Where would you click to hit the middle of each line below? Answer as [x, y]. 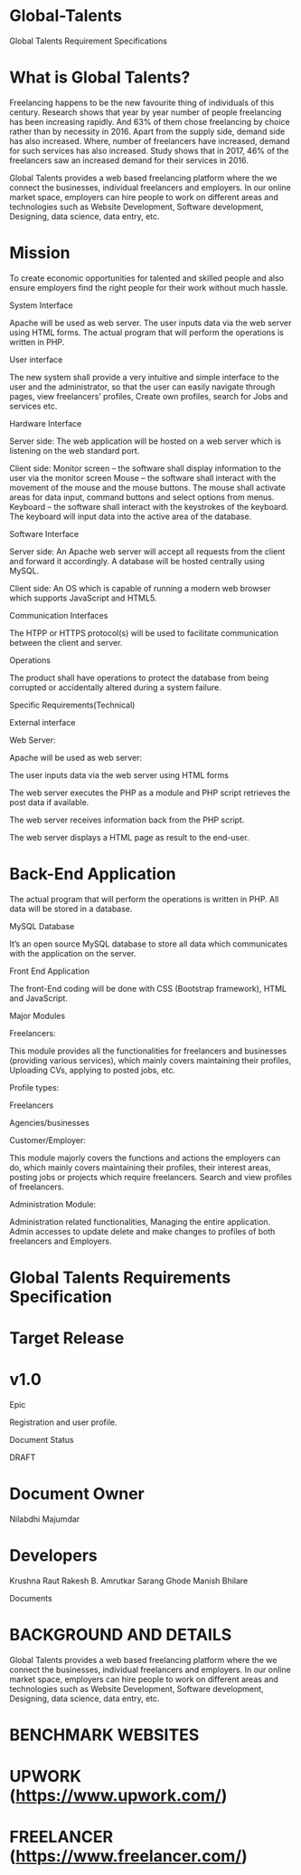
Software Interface [44, 534]
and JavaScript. [38, 998]
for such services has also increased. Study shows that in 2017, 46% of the [149, 150]
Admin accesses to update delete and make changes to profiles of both [142, 1231]
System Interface [42, 305]
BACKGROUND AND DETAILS [121, 1635]
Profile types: [34, 1087]
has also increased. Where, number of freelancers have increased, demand [150, 140]
